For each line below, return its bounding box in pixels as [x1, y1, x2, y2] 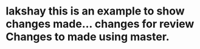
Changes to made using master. [5, 30, 170, 44]
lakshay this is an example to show [5, 4, 185, 18]
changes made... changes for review [5, 17, 195, 31]
